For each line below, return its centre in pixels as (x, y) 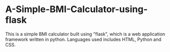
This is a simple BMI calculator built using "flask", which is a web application (85, 34)
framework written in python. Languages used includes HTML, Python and (83, 39)
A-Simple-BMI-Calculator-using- (76, 9)
